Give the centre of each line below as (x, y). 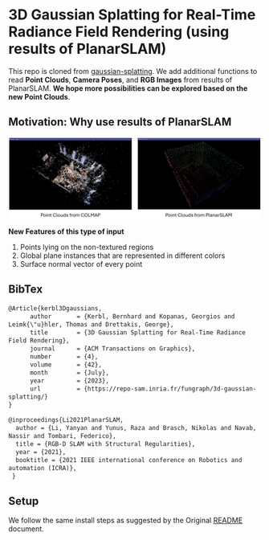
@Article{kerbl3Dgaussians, (55, 309)
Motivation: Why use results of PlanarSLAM (120, 122)
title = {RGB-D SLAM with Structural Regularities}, (106, 444)
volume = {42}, (66, 365)
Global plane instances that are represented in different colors (122, 256)
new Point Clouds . (39, 96)
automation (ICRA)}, (43, 468)
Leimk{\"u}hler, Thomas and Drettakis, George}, (91, 325)
